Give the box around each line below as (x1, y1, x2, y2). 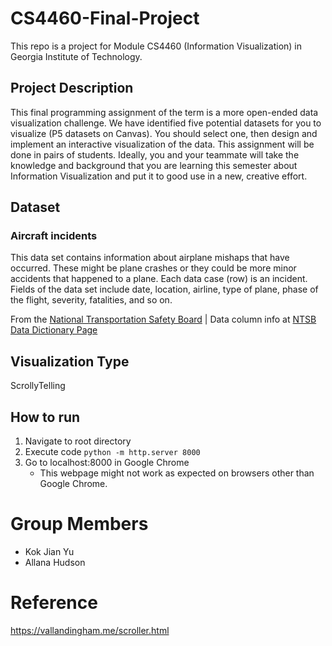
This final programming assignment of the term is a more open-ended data (10, 106, 319, 118)
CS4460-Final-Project (10, 7, 200, 30)
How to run (10, 408, 81, 426)
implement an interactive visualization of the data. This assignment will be (10, 138, 315, 150)
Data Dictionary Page (10, 324, 98, 336)
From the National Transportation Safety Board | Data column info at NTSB (10, 313, 317, 326)
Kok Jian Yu (24, 546, 75, 557)
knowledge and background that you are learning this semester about (10, 159, 298, 171)
